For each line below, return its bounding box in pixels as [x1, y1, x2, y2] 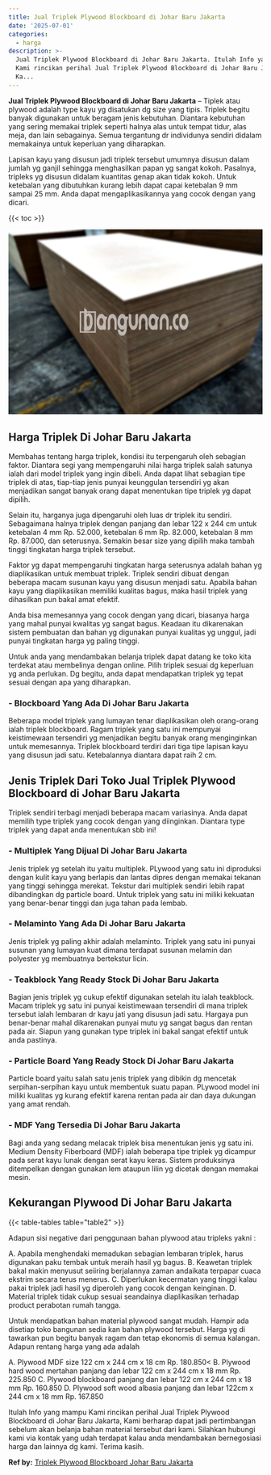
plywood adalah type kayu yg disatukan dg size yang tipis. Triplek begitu [8, 104, 250, 114]
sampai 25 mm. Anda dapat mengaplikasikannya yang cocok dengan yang [8, 188, 256, 198]
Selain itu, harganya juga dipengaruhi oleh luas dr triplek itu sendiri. [8, 510, 232, 520]
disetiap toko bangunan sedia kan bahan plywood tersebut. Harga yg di [8, 1324, 246, 1334]
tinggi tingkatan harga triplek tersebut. [8, 545, 135, 554]
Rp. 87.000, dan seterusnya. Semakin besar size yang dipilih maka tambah [8, 536, 256, 546]
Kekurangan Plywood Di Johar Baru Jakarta [8, 1196, 232, 1210]
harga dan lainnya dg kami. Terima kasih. [8, 1441, 144, 1451]
